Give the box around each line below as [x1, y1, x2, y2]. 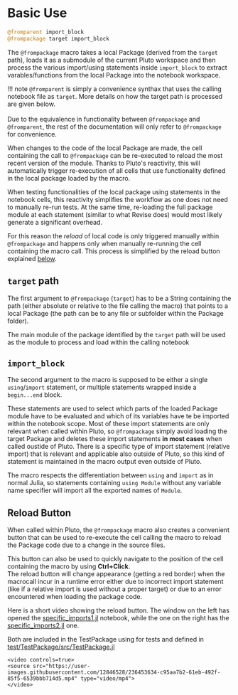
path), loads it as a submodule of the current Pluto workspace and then [7, 55, 216, 64]
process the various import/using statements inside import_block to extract [7, 63, 227, 72]
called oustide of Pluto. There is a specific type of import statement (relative [7, 442, 230, 451]
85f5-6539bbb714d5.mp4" [7, 675, 78, 682]
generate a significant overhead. [7, 218, 103, 226]
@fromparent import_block [7, 28, 84, 36]
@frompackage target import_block [7, 35, 110, 42]
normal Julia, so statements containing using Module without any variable [7, 479, 222, 487]
